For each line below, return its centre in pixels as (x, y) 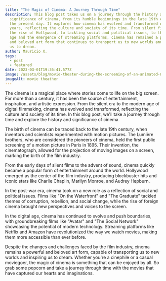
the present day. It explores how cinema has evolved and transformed (84, 24)
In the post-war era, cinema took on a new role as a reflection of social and (82, 190)
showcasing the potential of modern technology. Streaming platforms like (80, 226)
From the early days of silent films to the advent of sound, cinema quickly (80, 165)
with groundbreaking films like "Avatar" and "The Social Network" (72, 221)
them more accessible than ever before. (46, 237)
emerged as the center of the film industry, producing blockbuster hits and (81, 176)
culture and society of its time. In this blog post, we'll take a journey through (82, 114)
